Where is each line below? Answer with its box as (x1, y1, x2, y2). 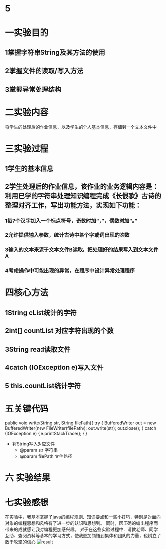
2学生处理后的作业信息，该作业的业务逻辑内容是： (5, 183, 159, 191)
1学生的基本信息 (5, 164, 54, 173)
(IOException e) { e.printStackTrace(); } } (5, 431, 88, 437)
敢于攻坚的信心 (5, 539, 36, 545)
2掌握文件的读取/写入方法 (5, 67, 83, 75)
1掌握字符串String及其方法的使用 (5, 48, 105, 57)
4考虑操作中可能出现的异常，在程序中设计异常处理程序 (5, 267, 135, 274)
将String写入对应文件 (12, 441, 55, 447)
